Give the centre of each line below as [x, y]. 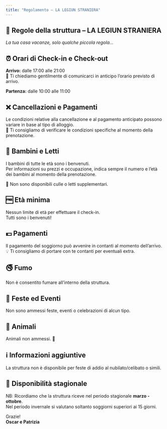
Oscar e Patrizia [23, 422]
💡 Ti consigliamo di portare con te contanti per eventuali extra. [70, 251]
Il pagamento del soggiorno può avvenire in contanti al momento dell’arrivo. [84, 245]
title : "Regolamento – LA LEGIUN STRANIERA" [53, 10]
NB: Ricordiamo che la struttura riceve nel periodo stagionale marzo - [78, 396]
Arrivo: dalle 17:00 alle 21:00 [35, 71]
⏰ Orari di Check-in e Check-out [57, 58]
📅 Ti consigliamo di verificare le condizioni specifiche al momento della [79, 130]
